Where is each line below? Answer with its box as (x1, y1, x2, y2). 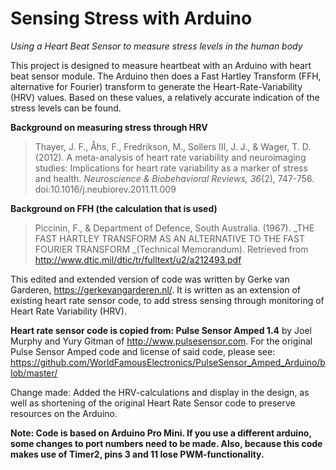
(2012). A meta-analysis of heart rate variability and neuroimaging (34, 151, 307, 163)
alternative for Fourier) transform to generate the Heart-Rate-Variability (10, 80, 303, 92)
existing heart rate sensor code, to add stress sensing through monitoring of (10, 294, 325, 306)
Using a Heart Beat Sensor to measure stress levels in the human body (10, 40, 303, 52)
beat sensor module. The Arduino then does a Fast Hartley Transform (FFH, (10, 70, 322, 82)
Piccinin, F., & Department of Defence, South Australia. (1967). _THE (34, 222, 315, 234)
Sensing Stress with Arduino (10, 7, 253, 30)
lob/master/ (10, 367, 58, 379)
